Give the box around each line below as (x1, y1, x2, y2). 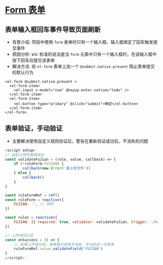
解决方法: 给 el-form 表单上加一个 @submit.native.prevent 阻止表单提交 (12, 64, 155, 69)
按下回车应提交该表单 (12, 57, 55, 63)
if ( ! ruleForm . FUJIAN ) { (14, 161, 64, 166)
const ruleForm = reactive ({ (5, 197, 64, 202)
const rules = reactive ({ (5, 215, 57, 220)
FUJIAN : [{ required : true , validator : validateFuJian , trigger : (14, 220, 149, 225)
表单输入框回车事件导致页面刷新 (5, 25, 101, 34)
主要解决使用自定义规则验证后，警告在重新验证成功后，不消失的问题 (12, 138, 148, 144)
